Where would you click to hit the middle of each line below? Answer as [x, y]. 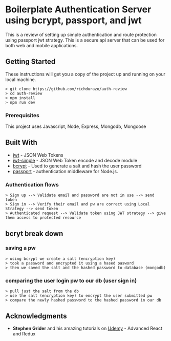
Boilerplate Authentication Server [78, 10]
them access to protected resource [43, 218]
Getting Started [30, 62]
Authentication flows [32, 184]
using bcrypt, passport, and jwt [73, 20]
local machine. [21, 79]
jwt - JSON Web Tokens [38, 155]
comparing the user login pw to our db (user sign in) [71, 280]
